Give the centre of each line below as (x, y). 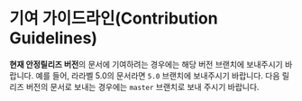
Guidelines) (53, 38)
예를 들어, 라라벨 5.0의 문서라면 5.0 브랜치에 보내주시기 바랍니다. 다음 (158, 75)
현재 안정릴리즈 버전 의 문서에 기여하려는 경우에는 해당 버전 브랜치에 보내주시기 (146, 64)
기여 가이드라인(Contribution (114, 18)
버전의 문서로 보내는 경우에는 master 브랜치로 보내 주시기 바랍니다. (142, 87)
